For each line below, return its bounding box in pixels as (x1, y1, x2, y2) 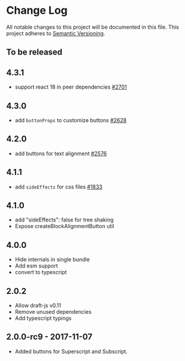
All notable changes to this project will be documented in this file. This (6, 23, 180, 31)
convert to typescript (14, 269, 67, 276)
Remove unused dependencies (14, 308, 92, 316)
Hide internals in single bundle (14, 256, 90, 263)
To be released (6, 47, 63, 57)
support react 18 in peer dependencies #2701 (14, 83, 127, 90)
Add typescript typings (14, 315, 72, 322)
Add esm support (14, 262, 58, 269)
